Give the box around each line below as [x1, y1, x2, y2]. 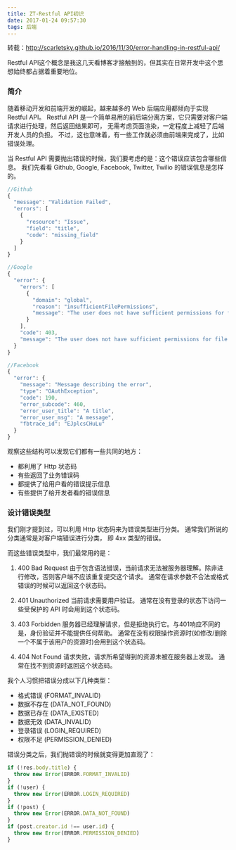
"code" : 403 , [20, 329, 58, 336]
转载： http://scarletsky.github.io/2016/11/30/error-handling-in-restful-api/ [7, 44, 221, 52]
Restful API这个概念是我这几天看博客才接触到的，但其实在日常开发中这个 [7, 58, 218, 67]
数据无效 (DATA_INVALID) [17, 718, 91, 726]
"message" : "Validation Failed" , [13, 198, 112, 206]
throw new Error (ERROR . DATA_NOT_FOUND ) [13, 810, 131, 817]
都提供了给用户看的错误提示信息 [17, 480, 110, 488]
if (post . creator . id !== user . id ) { [7, 823, 114, 830]
